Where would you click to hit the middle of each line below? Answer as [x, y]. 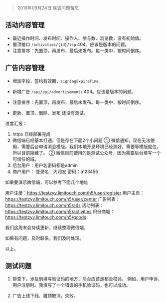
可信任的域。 [25, 159]
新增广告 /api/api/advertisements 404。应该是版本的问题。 [74, 91]
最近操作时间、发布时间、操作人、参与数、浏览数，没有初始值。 [78, 38]
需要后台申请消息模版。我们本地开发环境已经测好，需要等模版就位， [91, 146]
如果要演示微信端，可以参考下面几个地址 [47, 182]
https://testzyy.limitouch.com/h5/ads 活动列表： [54, 205]
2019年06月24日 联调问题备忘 [48, 8]
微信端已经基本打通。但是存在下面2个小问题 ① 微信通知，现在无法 [81, 140]
